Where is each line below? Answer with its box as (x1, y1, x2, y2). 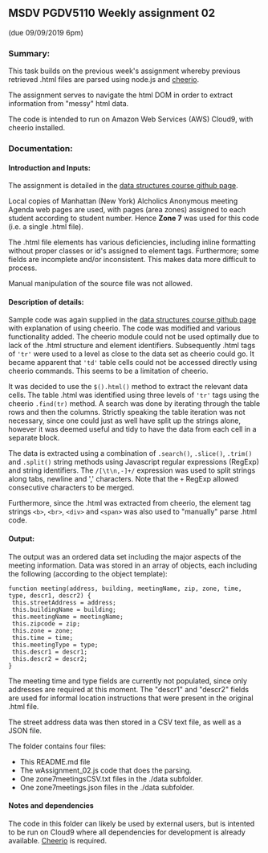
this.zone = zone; (11, 626, 74, 634)
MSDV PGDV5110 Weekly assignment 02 (8, 6, 215, 20)
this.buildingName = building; (11, 605, 116, 613)
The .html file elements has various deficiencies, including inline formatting (8, 237, 257, 248)
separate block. (8, 433, 60, 443)
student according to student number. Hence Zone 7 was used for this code (8, 213, 259, 224)
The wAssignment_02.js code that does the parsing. (19, 765, 192, 775)
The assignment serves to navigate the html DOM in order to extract (8, 90, 233, 100)
